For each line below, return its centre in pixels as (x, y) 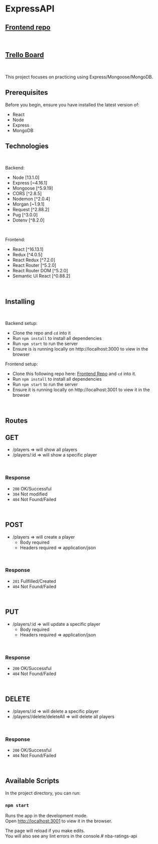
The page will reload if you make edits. (45, 831)
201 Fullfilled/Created (34, 581)
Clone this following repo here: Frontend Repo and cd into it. (74, 374)
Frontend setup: (22, 364)
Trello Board (25, 55)
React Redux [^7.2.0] (34, 260)
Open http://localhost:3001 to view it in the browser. (59, 821)
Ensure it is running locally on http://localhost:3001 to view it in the (81, 390)
